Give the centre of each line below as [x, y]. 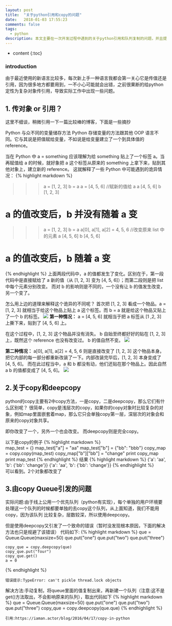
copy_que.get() [21, 556]
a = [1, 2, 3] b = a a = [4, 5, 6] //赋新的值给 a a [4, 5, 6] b [102, 186]
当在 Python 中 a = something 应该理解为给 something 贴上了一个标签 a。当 [85, 156]
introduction [21, 66]
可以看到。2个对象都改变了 [34, 471]
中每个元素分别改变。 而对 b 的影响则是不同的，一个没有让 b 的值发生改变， [85, 286]
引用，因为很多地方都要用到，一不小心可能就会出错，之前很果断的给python [84, 84]
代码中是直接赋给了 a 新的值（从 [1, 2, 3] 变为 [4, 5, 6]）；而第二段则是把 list [84, 280]
